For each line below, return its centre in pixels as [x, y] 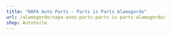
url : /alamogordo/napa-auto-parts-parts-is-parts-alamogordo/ [86, 17]
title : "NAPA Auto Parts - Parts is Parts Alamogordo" [77, 12]
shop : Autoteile [27, 23]
